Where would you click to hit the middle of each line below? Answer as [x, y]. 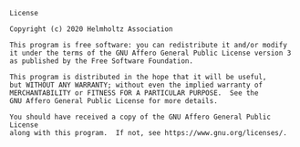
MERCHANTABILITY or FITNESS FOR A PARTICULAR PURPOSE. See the [134, 93]
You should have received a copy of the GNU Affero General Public [140, 117]
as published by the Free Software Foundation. [102, 61]
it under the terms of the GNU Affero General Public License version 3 [150, 53]
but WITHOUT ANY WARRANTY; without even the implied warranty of [136, 85]
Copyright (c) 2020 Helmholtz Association [91, 29]
